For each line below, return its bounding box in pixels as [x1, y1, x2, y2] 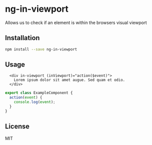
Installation [5, 34, 40, 42]
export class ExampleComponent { [5, 91, 73, 96]
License [5, 122, 30, 131]
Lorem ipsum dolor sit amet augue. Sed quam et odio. [14, 77, 125, 83]
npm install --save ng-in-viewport [5, 47, 77, 52]
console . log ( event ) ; [14, 99, 56, 105]
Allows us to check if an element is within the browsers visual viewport [5, 20, 147, 25]
